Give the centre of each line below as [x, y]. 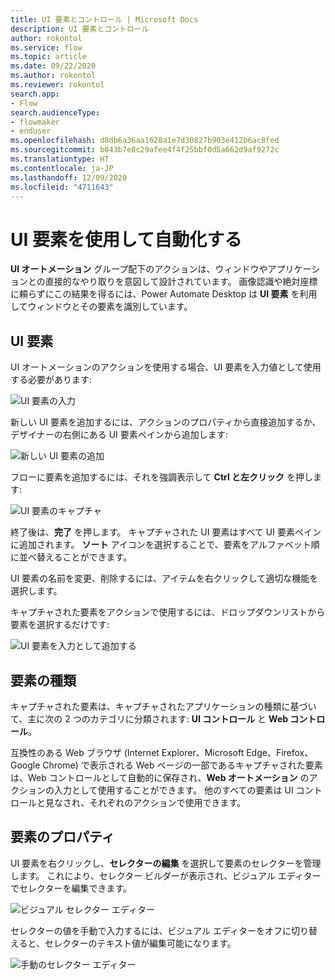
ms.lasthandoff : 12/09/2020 [69, 177]
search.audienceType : [55, 112]
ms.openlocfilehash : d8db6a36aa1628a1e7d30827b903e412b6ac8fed [145, 141]
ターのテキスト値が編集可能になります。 [153, 943]
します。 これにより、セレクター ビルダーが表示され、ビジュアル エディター [166, 875]
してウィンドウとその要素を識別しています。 [101, 307]
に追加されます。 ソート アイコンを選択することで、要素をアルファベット [161, 545]
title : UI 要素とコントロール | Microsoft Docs [104, 19]
